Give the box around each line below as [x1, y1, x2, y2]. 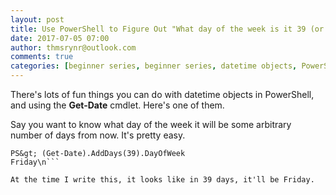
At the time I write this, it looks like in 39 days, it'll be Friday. [10, 175, 315, 185]
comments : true [10, 52, 74, 62]
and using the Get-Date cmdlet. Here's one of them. [10, 99, 225, 111]
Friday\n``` [10, 157, 60, 167]
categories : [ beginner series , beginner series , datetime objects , [10, 61, 298, 71]
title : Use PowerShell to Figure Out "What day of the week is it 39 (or [10, 24, 325, 34]
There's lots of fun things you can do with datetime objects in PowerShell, [10, 89, 315, 100]
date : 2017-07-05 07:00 [10, 33, 110, 43]
